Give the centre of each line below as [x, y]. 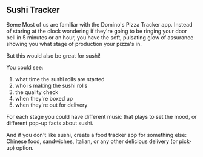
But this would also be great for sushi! [54, 55]
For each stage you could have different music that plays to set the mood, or [101, 116]
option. [25, 147]
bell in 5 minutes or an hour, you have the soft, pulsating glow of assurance [100, 37]
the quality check [37, 92]
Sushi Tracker [33, 10]
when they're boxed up [44, 98]
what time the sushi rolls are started [60, 79]
